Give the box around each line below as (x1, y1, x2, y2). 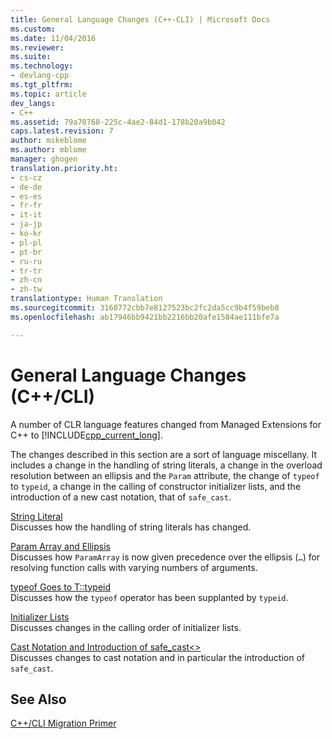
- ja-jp (10, 219, 43, 230)
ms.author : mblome (10, 145, 87, 155)
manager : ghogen (10, 154, 78, 164)
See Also (10, 691, 67, 708)
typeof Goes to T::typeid (10, 581, 112, 593)
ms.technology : (10, 61, 74, 71)
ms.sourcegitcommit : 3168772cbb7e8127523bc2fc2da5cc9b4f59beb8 (10, 303, 280, 313)
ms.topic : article (10, 89, 87, 99)
